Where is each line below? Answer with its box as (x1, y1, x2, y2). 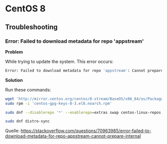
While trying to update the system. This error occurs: (5, 58, 113, 65)
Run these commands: (5, 86, 51, 92)
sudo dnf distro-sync (5, 119, 50, 124)
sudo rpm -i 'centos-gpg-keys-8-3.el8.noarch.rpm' (5, 101, 112, 106)
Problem (5, 49, 23, 55)
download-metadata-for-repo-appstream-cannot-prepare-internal (5, 133, 141, 139)
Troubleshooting (5, 23, 58, 31)
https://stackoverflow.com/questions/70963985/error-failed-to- (20, 128, 152, 134)
